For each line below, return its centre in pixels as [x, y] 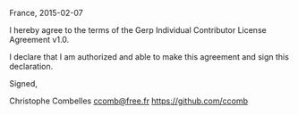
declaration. [31, 66]
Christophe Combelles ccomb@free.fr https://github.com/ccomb [129, 101]
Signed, [23, 83]
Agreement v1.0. [39, 40]
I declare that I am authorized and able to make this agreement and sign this [149, 57]
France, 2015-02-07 [46, 13]
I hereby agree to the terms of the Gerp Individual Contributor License [138, 30]
